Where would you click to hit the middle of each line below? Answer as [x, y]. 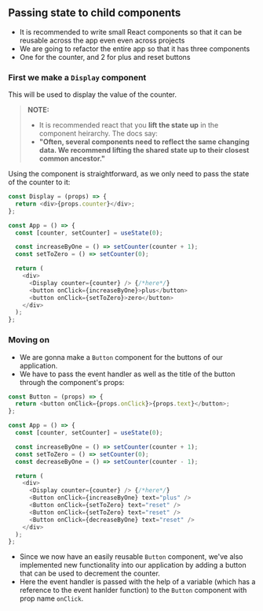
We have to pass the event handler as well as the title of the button [127, 374]
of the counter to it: [39, 182]
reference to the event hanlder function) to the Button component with [133, 591]
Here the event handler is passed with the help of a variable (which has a [137, 582]
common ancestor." [72, 159]
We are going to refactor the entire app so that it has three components [135, 48]
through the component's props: [72, 382]
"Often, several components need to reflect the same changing [144, 142]
